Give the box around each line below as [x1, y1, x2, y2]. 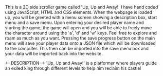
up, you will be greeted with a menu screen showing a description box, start [5, 15, 157, 20]
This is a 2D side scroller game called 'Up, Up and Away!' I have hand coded [5, 4, 158, 10]
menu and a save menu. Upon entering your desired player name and [5, 19, 144, 25]
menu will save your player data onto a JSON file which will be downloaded [5, 40, 156, 46]
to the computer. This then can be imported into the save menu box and [5, 46, 149, 51]
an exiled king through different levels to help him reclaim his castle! [5, 65, 142, 71]
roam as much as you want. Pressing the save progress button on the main [5, 35, 155, 41]
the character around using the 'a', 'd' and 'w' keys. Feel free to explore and [5, 30, 157, 36]
